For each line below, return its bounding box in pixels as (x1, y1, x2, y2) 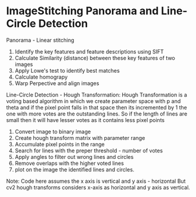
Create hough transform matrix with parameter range (14, 134, 145, 141)
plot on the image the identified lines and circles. (14, 165, 135, 173)
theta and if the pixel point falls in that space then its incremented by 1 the (6, 104, 188, 111)
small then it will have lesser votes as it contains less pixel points (6, 116, 165, 123)
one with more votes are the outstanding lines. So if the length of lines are (6, 110, 188, 117)
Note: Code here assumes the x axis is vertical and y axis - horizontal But (6, 177, 186, 185)
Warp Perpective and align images (14, 79, 99, 87)
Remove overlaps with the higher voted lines (14, 160, 124, 167)
